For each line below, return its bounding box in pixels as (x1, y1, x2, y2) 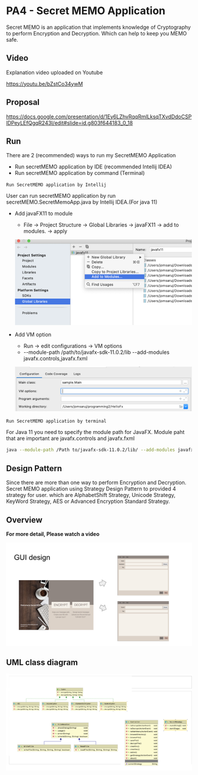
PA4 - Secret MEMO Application (6, 4, 166, 18)
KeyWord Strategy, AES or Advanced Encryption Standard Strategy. (6, 498, 170, 505)
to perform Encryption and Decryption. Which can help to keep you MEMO (6, 29, 187, 37)
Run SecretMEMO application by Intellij (6, 182, 107, 188)
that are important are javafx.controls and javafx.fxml (6, 435, 135, 442)
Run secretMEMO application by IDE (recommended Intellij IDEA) (14, 163, 172, 170)
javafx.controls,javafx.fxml (23, 355, 88, 362)
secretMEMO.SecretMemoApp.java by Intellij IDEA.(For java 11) (6, 198, 158, 206)
